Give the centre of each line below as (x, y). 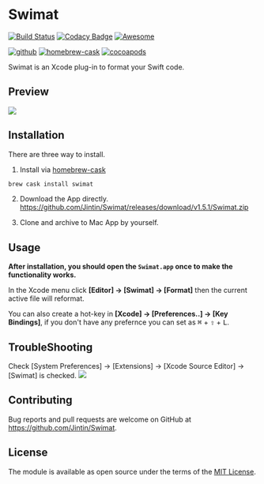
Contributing (40, 400)
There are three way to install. (57, 154)
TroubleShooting (51, 347)
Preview (29, 92)
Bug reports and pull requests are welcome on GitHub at (100, 419)
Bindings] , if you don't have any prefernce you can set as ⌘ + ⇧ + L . (119, 322)
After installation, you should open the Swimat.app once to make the (121, 267)
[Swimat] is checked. (42, 376)
